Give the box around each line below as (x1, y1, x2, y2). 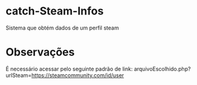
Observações (5, 45, 75, 59)
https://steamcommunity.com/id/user (31, 71, 124, 79)
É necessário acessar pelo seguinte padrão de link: (5, 65, 133, 72)
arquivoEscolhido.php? (134, 65, 191, 72)
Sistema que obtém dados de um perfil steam (5, 24, 119, 31)
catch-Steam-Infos (5, 4, 104, 18)
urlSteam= (5, 71, 32, 79)
